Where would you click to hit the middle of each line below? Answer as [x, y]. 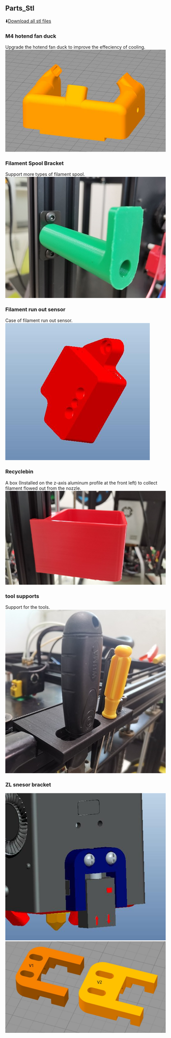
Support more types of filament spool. [45, 174]
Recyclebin [19, 471]
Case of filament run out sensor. [39, 320]
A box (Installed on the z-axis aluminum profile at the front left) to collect [81, 483]
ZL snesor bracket [28, 785]
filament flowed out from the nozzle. [43, 488]
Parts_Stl [20, 8]
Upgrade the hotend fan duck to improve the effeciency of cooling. [75, 47]
